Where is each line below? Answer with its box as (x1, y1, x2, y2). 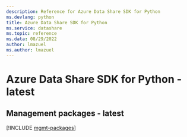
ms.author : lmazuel (6, 47, 55, 53)
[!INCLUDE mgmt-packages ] (6, 124, 76, 131)
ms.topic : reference (6, 31, 58, 37)
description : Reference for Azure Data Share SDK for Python (6, 8, 161, 15)
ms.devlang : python (6, 14, 55, 20)
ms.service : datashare (6, 25, 62, 31)
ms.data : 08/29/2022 (6, 36, 58, 42)
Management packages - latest (6, 109, 125, 119)
